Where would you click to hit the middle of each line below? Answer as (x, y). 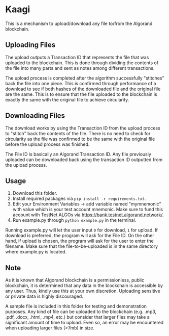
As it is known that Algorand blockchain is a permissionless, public (75, 280)
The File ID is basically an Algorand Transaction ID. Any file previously (78, 154)
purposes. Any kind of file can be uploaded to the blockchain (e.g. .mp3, (81, 312)
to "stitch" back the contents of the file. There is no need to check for (78, 133)
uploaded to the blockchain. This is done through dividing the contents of (82, 63)
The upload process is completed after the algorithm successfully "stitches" (85, 78)
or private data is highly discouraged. (44, 296)
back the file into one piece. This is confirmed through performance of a (81, 83)
